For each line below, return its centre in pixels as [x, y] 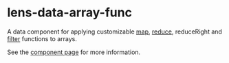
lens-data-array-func [70, 13]
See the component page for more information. [74, 52]
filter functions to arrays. [42, 38]
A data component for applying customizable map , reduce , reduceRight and [115, 32]
